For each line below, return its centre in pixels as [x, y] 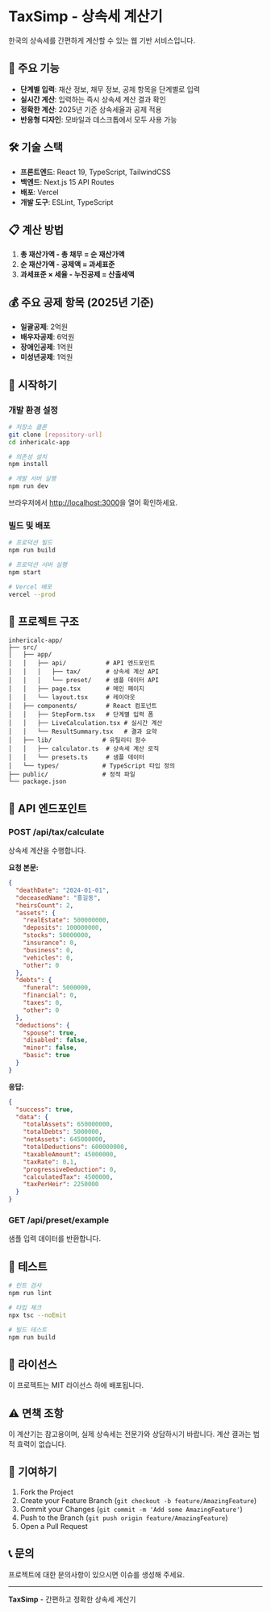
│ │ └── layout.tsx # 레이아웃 [72, 698]
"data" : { [32, 1117]
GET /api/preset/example [59, 1220]
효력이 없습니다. [42, 1444]
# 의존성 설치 [28, 456]
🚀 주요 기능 [34, 68]
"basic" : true [46, 1056]
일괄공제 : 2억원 [44, 327]
